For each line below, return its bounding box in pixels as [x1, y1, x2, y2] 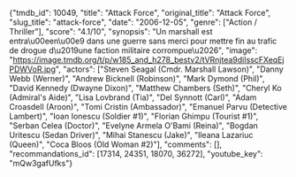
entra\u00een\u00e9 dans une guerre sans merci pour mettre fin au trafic [9, 35, 277, 46]
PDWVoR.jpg [9, 64, 56, 74]
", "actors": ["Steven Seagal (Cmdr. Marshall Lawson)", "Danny [55, 64, 285, 74]
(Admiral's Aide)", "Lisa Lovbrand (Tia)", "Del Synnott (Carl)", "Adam [9, 92, 257, 103]
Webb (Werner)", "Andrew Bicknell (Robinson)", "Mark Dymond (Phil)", [9, 73, 265, 83]
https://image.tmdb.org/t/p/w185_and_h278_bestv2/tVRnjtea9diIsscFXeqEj [12, 55, 285, 65]
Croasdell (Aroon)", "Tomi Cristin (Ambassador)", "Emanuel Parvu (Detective [9, 102, 287, 112]
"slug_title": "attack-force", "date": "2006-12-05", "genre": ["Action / [9, 17, 258, 27]
